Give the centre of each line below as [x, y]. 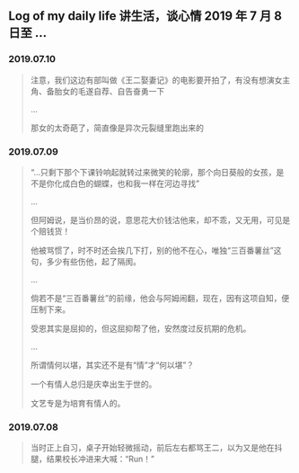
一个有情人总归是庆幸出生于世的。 [93, 384]
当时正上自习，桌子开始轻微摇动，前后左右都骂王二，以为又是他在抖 [156, 448]
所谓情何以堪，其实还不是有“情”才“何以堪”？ [112, 365]
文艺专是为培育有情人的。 [78, 403]
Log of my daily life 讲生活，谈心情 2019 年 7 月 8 [145, 16]
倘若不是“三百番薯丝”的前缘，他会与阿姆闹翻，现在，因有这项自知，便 [160, 298]
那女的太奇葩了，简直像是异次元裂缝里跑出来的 [117, 128]
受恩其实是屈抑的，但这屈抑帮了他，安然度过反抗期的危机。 [141, 328]
